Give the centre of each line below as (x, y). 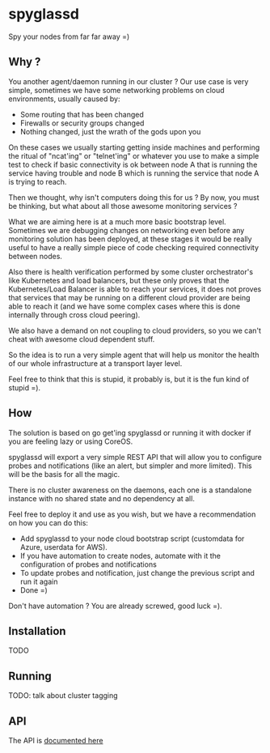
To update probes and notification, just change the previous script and (137, 572)
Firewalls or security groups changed (82, 123)
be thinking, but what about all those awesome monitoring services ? (123, 206)
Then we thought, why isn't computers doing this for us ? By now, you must (134, 197)
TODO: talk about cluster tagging (63, 696)
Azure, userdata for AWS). (63, 547)
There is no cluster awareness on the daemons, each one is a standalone (130, 490)
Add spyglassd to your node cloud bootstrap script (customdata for (132, 538)
